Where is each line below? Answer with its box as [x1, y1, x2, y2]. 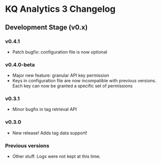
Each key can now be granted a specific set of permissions [12, 83, 133, 89]
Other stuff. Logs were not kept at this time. [12, 154, 101, 160]
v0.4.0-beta [5, 61, 35, 68]
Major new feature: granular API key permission [12, 72, 110, 78]
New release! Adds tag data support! [12, 130, 87, 136]
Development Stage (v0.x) [5, 23, 88, 32]
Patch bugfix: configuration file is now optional [12, 49, 108, 55]
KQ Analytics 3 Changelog [5, 3, 116, 15]
